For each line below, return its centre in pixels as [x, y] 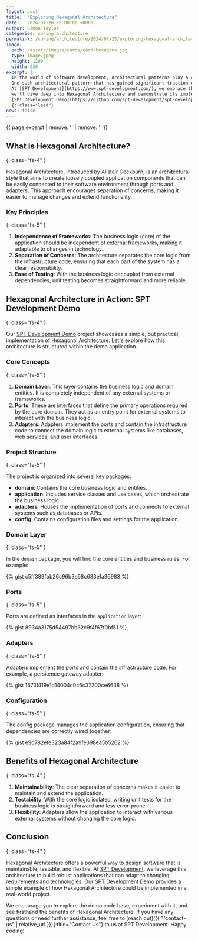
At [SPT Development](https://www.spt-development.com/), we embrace [98, 89]
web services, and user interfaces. [57, 437]
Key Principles [27, 212]
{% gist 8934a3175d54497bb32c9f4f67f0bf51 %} [67, 628]
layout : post [22, 12]
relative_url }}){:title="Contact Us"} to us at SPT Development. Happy [103, 924]
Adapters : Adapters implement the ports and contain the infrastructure [101, 424]
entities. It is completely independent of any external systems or [93, 393]
